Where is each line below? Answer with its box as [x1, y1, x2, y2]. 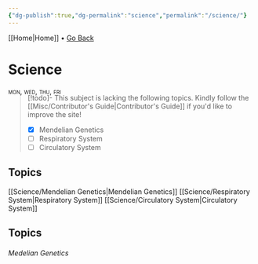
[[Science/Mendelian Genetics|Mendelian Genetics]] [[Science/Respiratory [8, 186, 251, 196]
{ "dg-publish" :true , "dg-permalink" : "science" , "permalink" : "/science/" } [8, 11, 247, 20]
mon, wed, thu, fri [8, 86, 61, 96]
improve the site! [27, 109, 82, 119]
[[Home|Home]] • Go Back [8, 33, 94, 42]
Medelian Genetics [8, 248, 69, 258]
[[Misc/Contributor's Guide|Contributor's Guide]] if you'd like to [27, 101, 233, 111]
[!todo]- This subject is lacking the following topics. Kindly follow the [27, 93, 249, 102]
